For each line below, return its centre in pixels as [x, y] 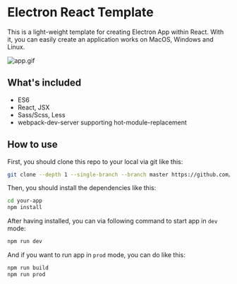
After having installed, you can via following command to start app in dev [113, 221]
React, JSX [34, 107]
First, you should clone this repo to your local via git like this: [95, 161]
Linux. [16, 47]
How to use [32, 144]
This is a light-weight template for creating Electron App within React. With [116, 32]
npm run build [28, 268]
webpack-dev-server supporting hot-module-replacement [102, 122]
